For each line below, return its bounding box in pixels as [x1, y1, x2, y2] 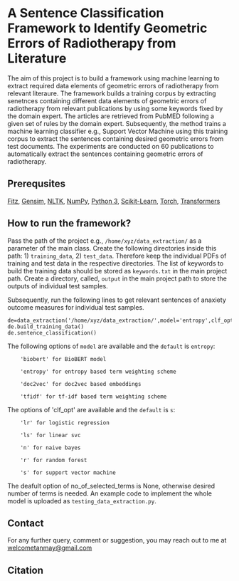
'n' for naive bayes [20, 444, 81, 451]
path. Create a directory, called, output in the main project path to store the [7, 274, 228, 283]
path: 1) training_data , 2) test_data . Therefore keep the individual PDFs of [7, 251, 227, 260]
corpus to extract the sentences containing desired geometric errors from [7, 134, 224, 143]
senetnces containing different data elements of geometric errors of [7, 96, 207, 105]
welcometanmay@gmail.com [7, 543, 92, 553]
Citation [7, 564, 44, 576]
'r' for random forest [20, 456, 87, 464]
